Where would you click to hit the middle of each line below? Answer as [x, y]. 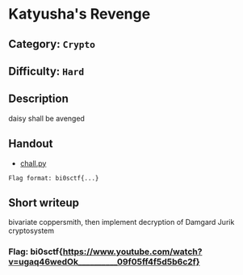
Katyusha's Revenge [80, 14]
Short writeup [44, 203]
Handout [31, 144]
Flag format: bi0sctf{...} [54, 178]
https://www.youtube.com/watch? [132, 252]
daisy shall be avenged [46, 118]
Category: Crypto [52, 44]
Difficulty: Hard [46, 71]
